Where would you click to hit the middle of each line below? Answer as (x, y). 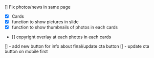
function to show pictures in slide (45, 22)
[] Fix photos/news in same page (38, 7)
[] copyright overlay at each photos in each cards (61, 37)
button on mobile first (26, 51)
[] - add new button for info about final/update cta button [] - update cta (77, 46)
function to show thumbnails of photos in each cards (65, 27)
